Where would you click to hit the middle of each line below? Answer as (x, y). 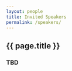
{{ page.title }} (33, 46)
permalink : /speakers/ (34, 22)
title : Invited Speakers (36, 17)
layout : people (25, 11)
